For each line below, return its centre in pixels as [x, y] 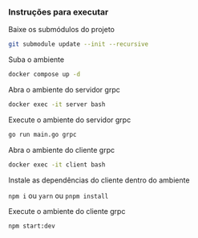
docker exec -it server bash [57, 105]
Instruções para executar [59, 12]
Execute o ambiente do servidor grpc [70, 120]
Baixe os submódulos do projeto [61, 30]
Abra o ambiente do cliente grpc [62, 150]
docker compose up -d [44, 75]
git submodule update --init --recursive [79, 44]
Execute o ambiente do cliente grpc [67, 211]
